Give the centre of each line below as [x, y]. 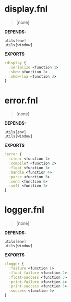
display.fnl [26, 9]
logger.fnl [24, 210]
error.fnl [21, 100]
